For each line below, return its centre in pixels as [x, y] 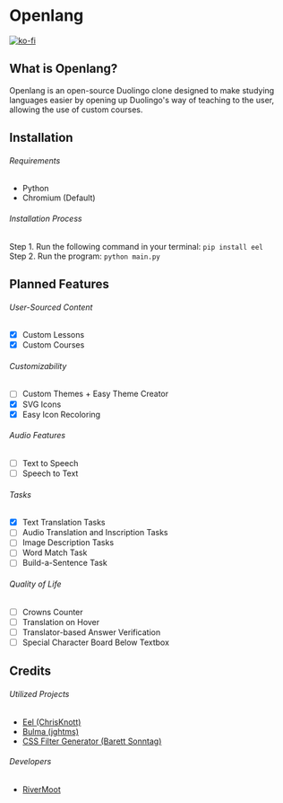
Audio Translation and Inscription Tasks [95, 533]
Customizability [38, 366]
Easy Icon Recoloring [61, 414]
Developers [30, 762]
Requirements [35, 160]
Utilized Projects [39, 693]
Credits [30, 671]
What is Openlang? [64, 69]
